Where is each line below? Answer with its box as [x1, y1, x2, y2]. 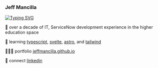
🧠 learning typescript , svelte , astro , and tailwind [5, 39, 101, 45]
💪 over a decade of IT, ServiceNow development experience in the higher [5, 24, 153, 30]
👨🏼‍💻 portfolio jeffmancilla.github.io [5, 48, 75, 54]
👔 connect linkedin [5, 58, 43, 64]
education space [5, 30, 39, 35]
